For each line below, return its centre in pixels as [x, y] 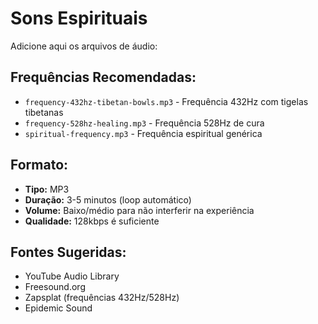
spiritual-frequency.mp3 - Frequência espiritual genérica [143, 133]
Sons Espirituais [79, 18]
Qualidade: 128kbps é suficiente [92, 221]
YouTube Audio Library [72, 276]
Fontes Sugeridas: [68, 252]
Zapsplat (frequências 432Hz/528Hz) [102, 298]
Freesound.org [55, 287]
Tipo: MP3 [47, 189]
